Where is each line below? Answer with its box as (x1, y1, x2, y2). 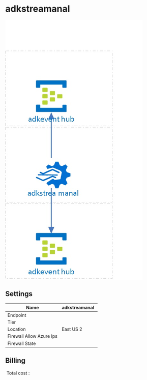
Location (7, 326, 26, 332)
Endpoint (7, 312, 26, 318)
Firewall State (7, 340, 36, 346)
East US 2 (62, 326, 82, 332)
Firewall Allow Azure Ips (7, 333, 57, 339)
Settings (5, 289, 33, 298)
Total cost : (6, 370, 30, 376)
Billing (5, 357, 25, 365)
